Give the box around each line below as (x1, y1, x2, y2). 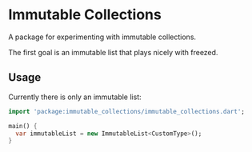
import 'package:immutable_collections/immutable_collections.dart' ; (8, 107, 246, 115)
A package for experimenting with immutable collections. (8, 32, 197, 42)
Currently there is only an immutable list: (8, 92, 142, 102)
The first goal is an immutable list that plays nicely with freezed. (8, 47, 218, 57)
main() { (8, 122, 38, 130)
